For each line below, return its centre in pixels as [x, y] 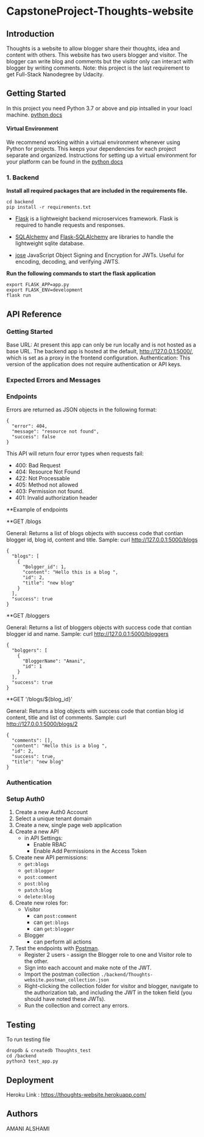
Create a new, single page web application [68, 825]
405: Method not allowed [47, 485]
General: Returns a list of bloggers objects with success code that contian [99, 627]
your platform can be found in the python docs [65, 162]
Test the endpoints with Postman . [57, 948]
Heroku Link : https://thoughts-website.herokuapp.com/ [76, 1095]
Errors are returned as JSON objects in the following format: [82, 410]
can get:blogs [51, 922]
